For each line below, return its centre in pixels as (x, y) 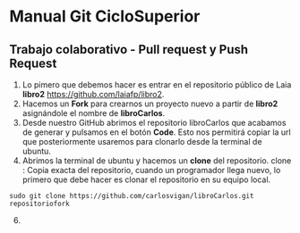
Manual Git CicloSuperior (105, 17)
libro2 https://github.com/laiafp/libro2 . (93, 94)
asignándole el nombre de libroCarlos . (94, 113)
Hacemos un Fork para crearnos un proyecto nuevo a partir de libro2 (150, 104)
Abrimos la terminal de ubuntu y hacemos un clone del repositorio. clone (157, 161)
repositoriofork (39, 204)
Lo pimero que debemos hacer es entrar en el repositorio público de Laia (157, 85)
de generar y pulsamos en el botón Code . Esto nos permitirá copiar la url (156, 132)
